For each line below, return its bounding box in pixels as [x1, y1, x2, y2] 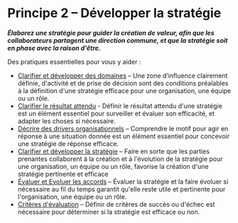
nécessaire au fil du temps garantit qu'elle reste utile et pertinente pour [17, 185, 226, 193]
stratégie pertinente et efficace [17, 170, 109, 178]
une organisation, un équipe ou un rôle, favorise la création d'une [17, 162, 209, 170]
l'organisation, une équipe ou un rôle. [17, 192, 127, 201]
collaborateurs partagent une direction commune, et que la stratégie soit [7, 36, 228, 44]
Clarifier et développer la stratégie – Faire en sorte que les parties [17, 147, 210, 155]
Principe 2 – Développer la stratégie [7, 5, 222, 21]
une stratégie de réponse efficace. [17, 139, 119, 147]
